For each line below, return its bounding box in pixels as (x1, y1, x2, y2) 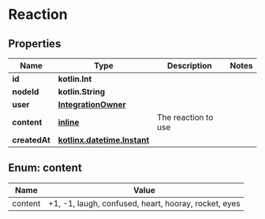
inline (58, 117, 80, 128)
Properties (8, 37, 62, 50)
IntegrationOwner (58, 99, 126, 109)
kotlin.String (58, 87, 106, 97)
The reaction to (156, 112, 214, 123)
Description (166, 61, 212, 71)
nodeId (12, 87, 39, 97)
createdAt (12, 135, 51, 145)
